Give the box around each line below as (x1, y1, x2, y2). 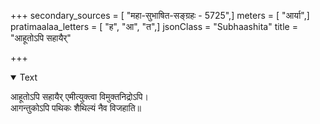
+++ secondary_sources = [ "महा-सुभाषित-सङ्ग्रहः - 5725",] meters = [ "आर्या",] (10, 10, 310, 21)
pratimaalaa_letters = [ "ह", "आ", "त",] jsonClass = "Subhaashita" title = (10, 21, 298, 32)
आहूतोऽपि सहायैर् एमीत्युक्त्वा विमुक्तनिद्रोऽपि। (10, 91, 149, 102)
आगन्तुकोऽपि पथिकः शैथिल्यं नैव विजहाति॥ (10, 102, 142, 114)
